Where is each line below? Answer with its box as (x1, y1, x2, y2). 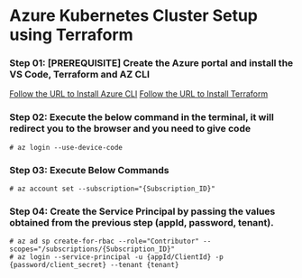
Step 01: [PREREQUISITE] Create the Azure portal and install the (9, 57, 294, 69)
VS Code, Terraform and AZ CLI (9, 69, 151, 81)
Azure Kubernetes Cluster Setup (9, 5, 259, 26)
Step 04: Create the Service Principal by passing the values (9, 205, 276, 218)
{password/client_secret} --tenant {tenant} (9, 261, 179, 270)
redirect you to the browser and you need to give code (9, 123, 251, 135)
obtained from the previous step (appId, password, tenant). (9, 217, 274, 228)
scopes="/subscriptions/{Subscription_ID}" (9, 245, 176, 254)
